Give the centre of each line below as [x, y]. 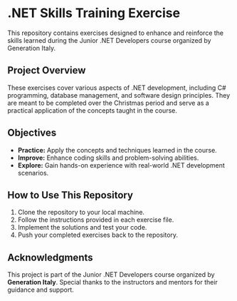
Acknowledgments [51, 257]
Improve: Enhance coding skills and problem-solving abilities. [108, 158]
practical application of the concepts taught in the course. [93, 110]
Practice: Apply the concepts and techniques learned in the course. [117, 150]
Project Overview [47, 70]
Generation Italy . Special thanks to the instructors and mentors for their [113, 282]
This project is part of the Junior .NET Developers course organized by [111, 275]
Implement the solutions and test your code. [82, 228]
